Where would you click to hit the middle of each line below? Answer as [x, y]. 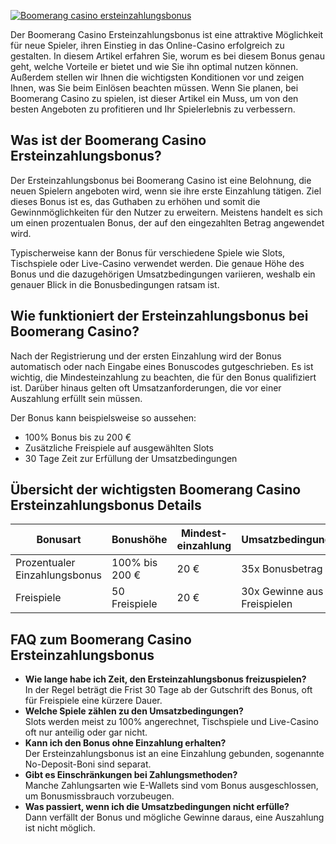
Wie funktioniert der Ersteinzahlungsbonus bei [159, 316]
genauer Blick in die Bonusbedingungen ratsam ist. [115, 284]
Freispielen [267, 604]
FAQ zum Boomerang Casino [101, 639]
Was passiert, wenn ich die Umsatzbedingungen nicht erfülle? [157, 807]
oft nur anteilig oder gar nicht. [86, 732]
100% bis [134, 563]
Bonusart [59, 540]
